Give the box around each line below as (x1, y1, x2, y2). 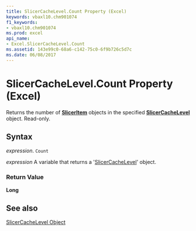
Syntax (6, 132, 33, 142)
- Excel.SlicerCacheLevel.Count (6, 41, 85, 47)
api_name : (6, 36, 30, 41)
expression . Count (6, 147, 49, 155)
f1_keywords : (6, 19, 38, 25)
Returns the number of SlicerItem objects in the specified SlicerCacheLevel (6, 108, 190, 116)
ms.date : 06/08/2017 (6, 52, 57, 58)
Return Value (6, 173, 44, 181)
